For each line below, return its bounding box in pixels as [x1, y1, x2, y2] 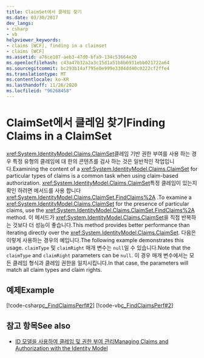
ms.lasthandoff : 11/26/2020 [6, 83, 78, 89]
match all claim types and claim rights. [6, 266, 102, 273]
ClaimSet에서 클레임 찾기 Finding [6, 116, 166, 130]
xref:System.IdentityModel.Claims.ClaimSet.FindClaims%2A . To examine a [6, 194, 192, 201]
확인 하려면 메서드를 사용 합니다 [6, 186, 81, 194]
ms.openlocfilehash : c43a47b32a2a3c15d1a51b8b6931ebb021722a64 [6, 59, 170, 66]
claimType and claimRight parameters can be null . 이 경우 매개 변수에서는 [6, 251, 188, 258]
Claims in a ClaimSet [6, 129, 112, 143]
